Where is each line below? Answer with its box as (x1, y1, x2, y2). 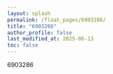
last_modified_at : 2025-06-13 (7, 36, 94, 42)
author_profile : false (7, 29, 72, 36)
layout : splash (7, 10, 51, 17)
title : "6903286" (7, 23, 57, 29)
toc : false (7, 42, 39, 49)
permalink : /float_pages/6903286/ (7, 16, 107, 23)
